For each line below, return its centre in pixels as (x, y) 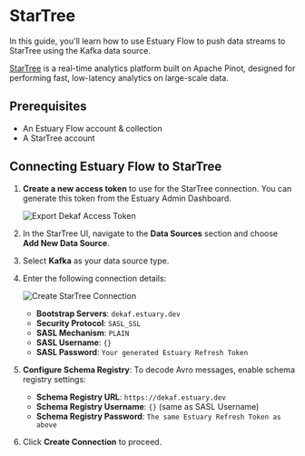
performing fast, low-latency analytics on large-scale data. (119, 77)
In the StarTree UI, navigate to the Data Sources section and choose (150, 233)
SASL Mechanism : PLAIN (83, 332)
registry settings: (54, 379)
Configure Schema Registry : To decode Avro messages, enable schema (158, 370)
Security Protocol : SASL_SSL (89, 322)
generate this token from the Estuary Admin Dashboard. (127, 198)
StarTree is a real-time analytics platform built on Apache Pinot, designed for (152, 68)
